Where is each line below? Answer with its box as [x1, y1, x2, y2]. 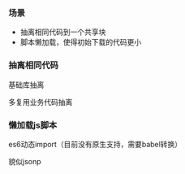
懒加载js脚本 [8, 120, 58, 131]
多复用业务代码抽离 [8, 97, 73, 107]
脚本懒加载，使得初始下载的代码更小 [19, 37, 142, 47]
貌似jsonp [8, 156, 42, 166]
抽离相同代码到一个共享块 [19, 27, 106, 37]
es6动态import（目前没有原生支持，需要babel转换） [8, 139, 183, 149]
